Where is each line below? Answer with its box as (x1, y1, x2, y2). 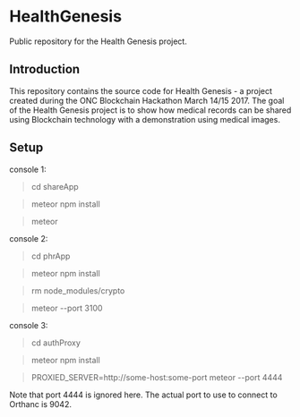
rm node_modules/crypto (30, 285, 125, 296)
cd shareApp (30, 181, 79, 191)
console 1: (9, 164, 47, 174)
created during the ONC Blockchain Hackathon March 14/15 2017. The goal (9, 95, 285, 106)
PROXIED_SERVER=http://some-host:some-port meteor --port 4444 (30, 371, 283, 382)
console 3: (9, 319, 48, 330)
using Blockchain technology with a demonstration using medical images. (9, 114, 280, 124)
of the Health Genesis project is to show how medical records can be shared (9, 105, 292, 115)
